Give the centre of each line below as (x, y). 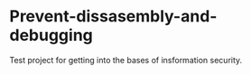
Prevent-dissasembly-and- (113, 16)
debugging (51, 35)
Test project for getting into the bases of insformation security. (126, 60)
